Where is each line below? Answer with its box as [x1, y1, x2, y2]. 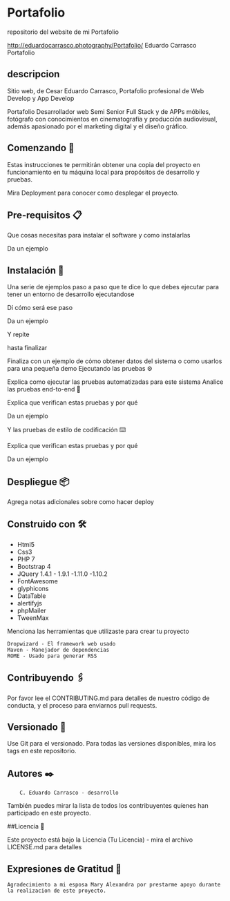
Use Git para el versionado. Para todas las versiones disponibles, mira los [7, 739, 216, 748]
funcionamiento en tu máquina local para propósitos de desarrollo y [7, 168, 200, 176]
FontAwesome [17, 577, 59, 585]
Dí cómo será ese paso [7, 304, 73, 312]
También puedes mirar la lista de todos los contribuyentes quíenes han [7, 802, 209, 810]
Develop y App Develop [7, 94, 75, 102]
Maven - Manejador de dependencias [7, 646, 110, 653]
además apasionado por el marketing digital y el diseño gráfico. [7, 122, 189, 130]
